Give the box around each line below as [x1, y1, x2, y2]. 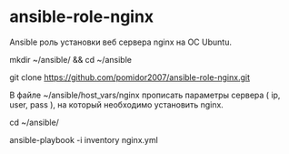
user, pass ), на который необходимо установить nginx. [9, 98, 224, 110]
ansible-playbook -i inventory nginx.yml [9, 134, 159, 145]
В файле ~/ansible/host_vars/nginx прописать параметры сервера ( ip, [9, 89, 281, 100]
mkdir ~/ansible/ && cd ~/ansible [9, 54, 132, 65]
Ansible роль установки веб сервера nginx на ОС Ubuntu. [9, 36, 232, 47]
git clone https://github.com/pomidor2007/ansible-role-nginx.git [9, 71, 251, 83]
